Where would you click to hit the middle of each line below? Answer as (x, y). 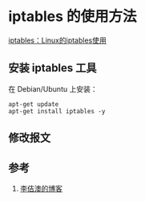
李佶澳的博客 (41, 188)
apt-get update (34, 104)
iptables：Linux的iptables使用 (57, 40)
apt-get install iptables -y (57, 111)
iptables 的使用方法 (73, 16)
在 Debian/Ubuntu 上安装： (53, 88)
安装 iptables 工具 (53, 68)
